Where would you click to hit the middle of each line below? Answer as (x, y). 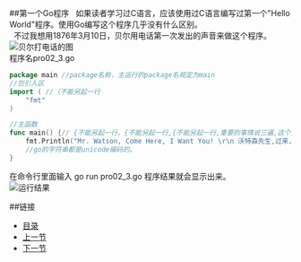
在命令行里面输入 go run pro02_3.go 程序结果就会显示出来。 (120, 176)
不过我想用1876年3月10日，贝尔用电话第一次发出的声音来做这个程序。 (142, 35)
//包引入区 (27, 83)
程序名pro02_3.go (42, 58)
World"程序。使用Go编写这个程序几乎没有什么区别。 (106, 24)
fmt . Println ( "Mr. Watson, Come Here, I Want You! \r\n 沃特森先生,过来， (160, 142)
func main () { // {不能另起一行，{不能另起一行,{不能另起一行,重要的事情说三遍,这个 (150, 133)
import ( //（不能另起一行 (55, 92)
